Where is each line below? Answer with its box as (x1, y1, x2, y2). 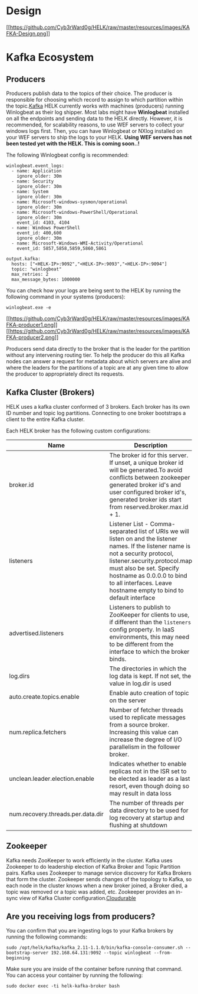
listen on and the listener (109, 535, 178, 543)
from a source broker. (109, 721, 170, 729)
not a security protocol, (109, 549, 174, 558)
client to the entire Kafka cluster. (6, 415, 85, 423)
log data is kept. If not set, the (109, 672, 192, 680)
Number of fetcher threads (109, 706, 184, 714)
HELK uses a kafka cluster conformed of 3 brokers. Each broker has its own (6, 403, 190, 410)
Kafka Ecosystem (6, 51, 94, 64)
